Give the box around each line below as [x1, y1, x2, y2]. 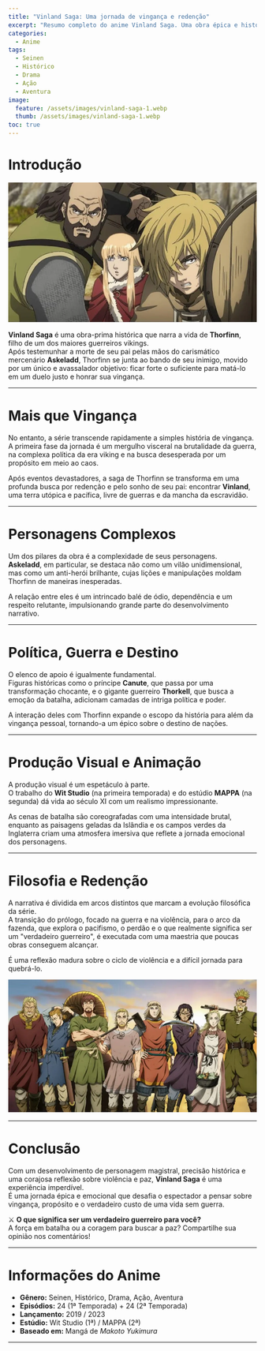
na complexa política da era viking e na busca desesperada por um [8, 450, 226, 459]
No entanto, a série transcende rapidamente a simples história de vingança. [8, 432, 255, 442]
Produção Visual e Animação [8, 754, 202, 771]
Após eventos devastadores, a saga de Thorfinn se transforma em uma [8, 473, 240, 483]
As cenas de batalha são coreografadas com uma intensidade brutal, [8, 811, 233, 821]
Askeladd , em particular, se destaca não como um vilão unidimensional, [8, 559, 243, 569]
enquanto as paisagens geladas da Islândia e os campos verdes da [8, 820, 226, 829]
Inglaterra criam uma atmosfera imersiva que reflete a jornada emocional [8, 829, 245, 838]
